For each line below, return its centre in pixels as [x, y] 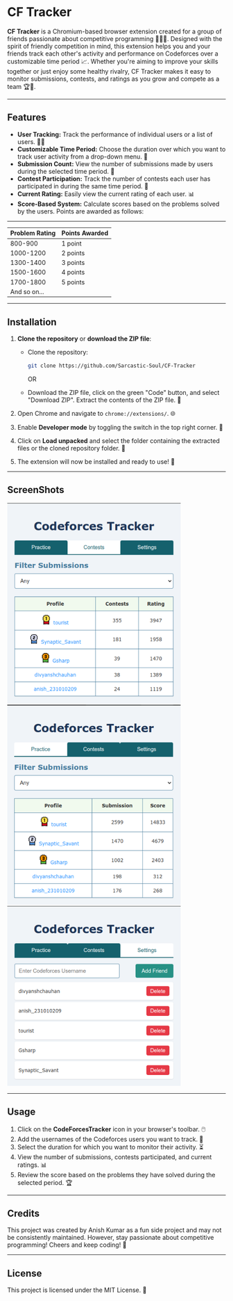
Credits [24, 1213]
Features [27, 118]
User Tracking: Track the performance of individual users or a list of [115, 134]
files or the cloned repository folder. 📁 [71, 448]
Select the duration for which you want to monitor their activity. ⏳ [110, 1147]
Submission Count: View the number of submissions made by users [115, 163]
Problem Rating [33, 233]
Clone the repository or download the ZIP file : [84, 339]
